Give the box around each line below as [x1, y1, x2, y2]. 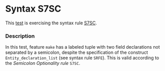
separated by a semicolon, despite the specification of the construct [5, 49, 148, 56]
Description [5, 32, 35, 40]
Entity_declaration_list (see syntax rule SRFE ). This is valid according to [5, 55, 159, 61]
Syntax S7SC [5, 3, 61, 15]
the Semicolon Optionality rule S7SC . [5, 60, 80, 66]
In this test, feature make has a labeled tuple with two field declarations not [5, 44, 160, 50]
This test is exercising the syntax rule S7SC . [5, 20, 97, 26]
